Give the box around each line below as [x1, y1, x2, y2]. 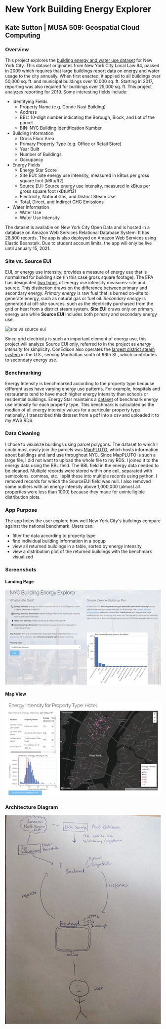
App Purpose [5, 506, 38, 513]
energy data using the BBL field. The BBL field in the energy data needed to [5, 462, 159, 468]
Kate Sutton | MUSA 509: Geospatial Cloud [5, 23, 140, 32]
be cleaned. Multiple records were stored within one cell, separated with [5, 468, 152, 474]
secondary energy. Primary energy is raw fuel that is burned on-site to [5, 290, 149, 296]
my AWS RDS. [5, 417, 34, 423]
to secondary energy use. [5, 357, 58, 363]
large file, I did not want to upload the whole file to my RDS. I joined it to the [5, 457, 159, 463]
